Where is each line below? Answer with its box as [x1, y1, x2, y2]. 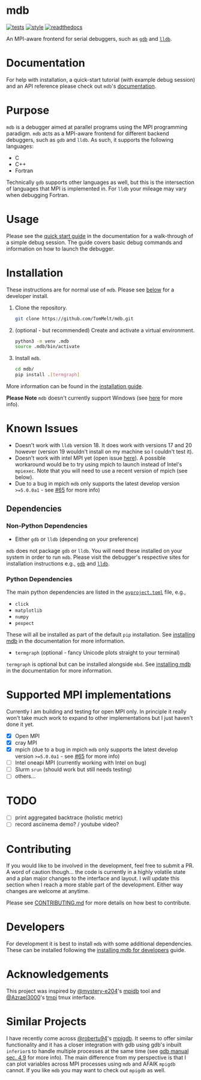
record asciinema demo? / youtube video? [14, 821, 119, 828]
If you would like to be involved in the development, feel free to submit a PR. [6, 862, 194, 869]
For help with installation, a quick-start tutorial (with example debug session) [6, 76, 196, 83]
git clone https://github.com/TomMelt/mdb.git [14, 316, 134, 322]
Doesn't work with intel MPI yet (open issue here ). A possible [14, 454, 166, 462]
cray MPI [14, 739, 37, 746]
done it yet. [6, 721, 34, 728]
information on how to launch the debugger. [6, 245, 115, 252]
